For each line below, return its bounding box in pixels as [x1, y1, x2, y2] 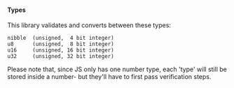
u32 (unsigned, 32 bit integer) [7, 53, 114, 60]
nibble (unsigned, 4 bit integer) [7, 35, 114, 42]
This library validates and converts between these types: [7, 21, 172, 29]
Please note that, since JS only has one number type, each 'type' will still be [7, 65, 228, 73]
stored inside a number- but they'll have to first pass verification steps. [7, 73, 212, 81]
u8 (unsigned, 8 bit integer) [7, 41, 114, 48]
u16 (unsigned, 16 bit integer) [7, 47, 114, 54]
